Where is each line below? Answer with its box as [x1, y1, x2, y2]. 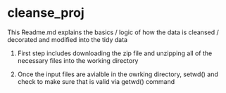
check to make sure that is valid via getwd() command [17, 77, 175, 85]
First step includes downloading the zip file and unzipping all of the [17, 49, 213, 57]
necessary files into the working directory [17, 56, 139, 64]
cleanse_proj [7, 5, 84, 21]
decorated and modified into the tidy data [7, 35, 128, 43]
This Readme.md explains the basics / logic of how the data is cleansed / [7, 28, 220, 36]
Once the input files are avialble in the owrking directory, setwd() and [17, 70, 218, 78]
